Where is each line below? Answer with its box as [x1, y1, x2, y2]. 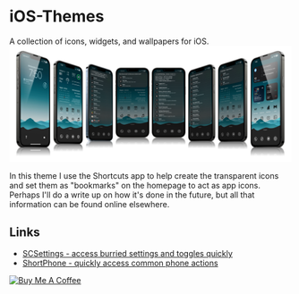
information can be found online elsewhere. [9, 198, 170, 209]
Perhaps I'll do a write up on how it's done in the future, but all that [9, 189, 255, 200]
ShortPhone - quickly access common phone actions [21, 257, 218, 269]
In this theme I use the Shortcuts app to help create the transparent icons [9, 170, 279, 181]
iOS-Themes [9, 6, 105, 27]
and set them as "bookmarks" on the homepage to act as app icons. [9, 180, 261, 190]
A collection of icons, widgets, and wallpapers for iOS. [9, 36, 209, 46]
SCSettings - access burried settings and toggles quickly [21, 248, 233, 259]
